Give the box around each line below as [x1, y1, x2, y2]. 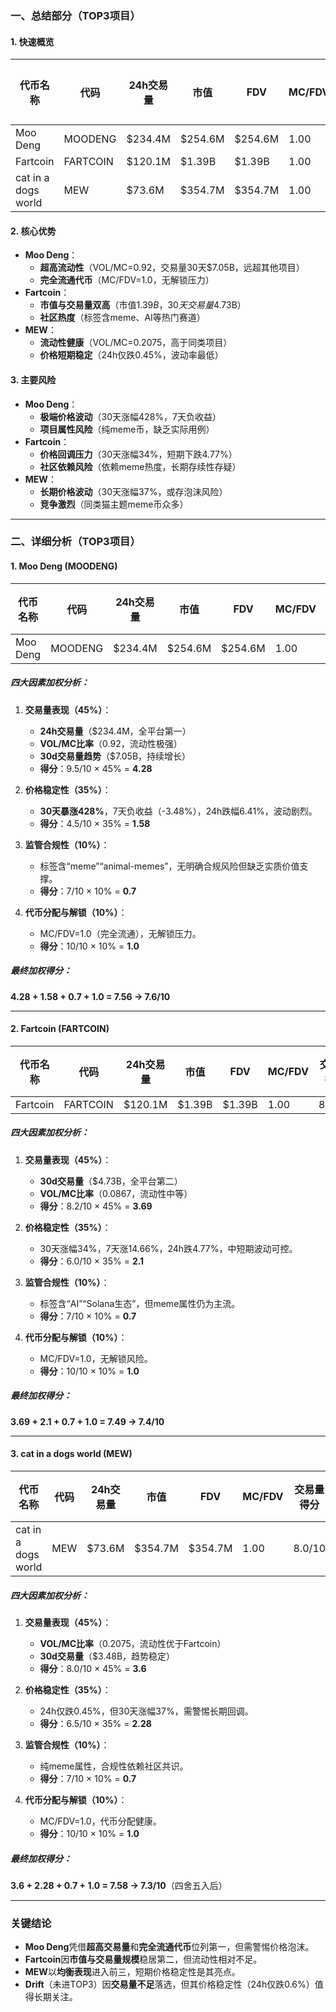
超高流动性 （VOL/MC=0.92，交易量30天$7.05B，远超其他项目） [39, 262, 305, 274]
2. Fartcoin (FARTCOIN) [10, 1023, 110, 1035]
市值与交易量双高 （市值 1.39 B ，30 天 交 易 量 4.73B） [39, 299, 247, 311]
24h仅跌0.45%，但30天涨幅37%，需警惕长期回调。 [39, 1705, 254, 1717]
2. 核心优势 [10, 225, 57, 237]
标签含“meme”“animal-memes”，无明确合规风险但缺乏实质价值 [39, 860, 300, 872]
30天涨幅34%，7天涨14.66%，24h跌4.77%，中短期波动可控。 [39, 1242, 298, 1254]
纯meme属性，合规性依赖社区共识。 [39, 1760, 189, 1772]
